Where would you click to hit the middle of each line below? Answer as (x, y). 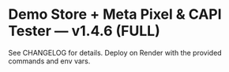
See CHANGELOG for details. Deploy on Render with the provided (115, 52)
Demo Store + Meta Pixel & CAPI (115, 14)
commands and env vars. (49, 61)
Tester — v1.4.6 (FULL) (84, 31)
